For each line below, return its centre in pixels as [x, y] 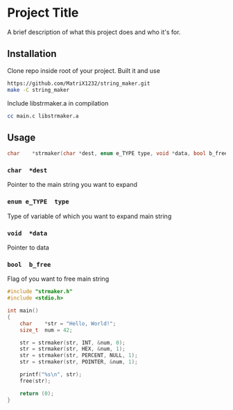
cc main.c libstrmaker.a [43, 116]
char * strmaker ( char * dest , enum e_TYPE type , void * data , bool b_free [118, 154]
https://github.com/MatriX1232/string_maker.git [79, 83]
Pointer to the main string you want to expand [72, 185]
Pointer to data [28, 247]
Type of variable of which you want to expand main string [89, 216]
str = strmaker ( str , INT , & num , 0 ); [73, 343]
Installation [32, 54]
